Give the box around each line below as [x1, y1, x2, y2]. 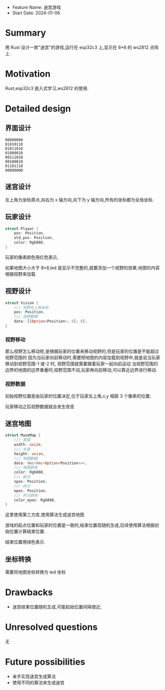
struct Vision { [5, 300, 39, 306]
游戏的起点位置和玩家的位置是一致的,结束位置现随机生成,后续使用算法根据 [5, 522, 155, 528]
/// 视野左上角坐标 [14, 305, 49, 310]
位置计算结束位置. [9, 529, 46, 535]
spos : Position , [14, 479, 48, 484]
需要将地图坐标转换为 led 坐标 [5, 569, 66, 575]
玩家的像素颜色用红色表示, [5, 254, 59, 260]
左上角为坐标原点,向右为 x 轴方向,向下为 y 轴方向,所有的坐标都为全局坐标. [5, 197, 154, 203]
